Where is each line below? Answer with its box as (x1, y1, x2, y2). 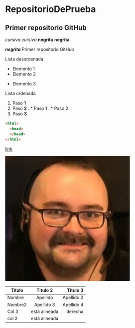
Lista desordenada (5, 56, 44, 62)
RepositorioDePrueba (5, 3, 96, 15)
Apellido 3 (34, 301, 55, 307)
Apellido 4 (62, 301, 84, 307)
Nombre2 (7, 301, 27, 307)
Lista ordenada (5, 90, 36, 96)
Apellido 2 (62, 294, 84, 300)
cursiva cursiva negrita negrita (5, 36, 70, 42)
